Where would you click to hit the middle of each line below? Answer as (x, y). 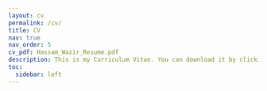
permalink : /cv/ (35, 23)
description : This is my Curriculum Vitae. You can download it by (122, 60)
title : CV (25, 30)
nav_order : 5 (30, 45)
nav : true (25, 38)
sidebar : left (39, 74)
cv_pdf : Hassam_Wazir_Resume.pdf (64, 52)
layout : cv (26, 15)
